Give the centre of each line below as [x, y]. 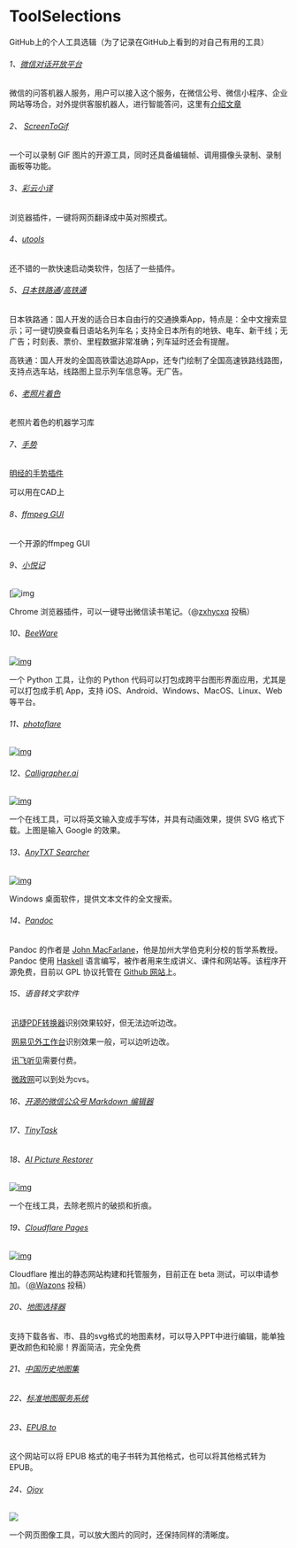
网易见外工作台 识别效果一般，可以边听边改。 [92, 1041]
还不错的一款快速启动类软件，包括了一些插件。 [94, 268]
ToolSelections [65, 16]
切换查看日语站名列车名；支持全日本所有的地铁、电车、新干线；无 [168, 330]
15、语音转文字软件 [44, 994]
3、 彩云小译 [31, 188]
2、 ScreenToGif [39, 126]
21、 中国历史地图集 [44, 1369]
